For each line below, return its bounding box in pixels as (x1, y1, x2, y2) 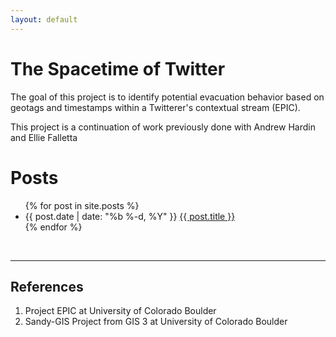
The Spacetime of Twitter (10, 57, 226, 80)
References (10, 278, 84, 295)
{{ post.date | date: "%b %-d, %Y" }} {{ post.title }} (24, 210, 236, 222)
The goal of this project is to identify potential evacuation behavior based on (10, 91, 325, 103)
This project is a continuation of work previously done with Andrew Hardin (10, 121, 316, 133)
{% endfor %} (24, 221, 83, 233)
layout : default (10, 14, 78, 25)
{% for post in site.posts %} (24, 199, 140, 211)
